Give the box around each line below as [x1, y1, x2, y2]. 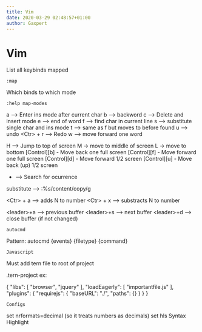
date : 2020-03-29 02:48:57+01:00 [6, 15, 91, 21]
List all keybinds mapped [6, 66, 69, 73]
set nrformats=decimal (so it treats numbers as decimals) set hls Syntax [6, 312, 186, 319]
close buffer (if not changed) [6, 215, 78, 222]
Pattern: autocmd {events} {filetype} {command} [6, 237, 128, 245]
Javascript [6, 249, 34, 256]
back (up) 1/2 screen [6, 161, 58, 169]
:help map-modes [6, 101, 47, 107]
